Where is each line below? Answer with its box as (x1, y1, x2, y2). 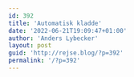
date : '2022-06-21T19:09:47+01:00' (8, 26, 128, 34)
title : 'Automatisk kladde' (8, 19, 103, 27)
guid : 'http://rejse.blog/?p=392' (8, 49, 124, 57)
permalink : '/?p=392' (8, 57, 81, 65)
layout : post (8, 42, 52, 50)
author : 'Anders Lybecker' (8, 34, 99, 43)
